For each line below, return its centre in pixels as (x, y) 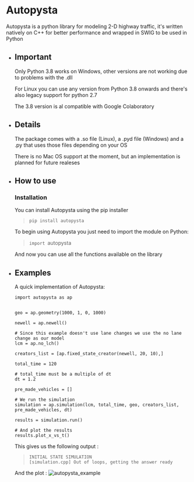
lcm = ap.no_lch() (37, 344)
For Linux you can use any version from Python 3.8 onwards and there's (101, 89)
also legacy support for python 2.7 (56, 95)
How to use (35, 181)
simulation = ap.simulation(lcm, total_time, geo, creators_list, (97, 405)
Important (33, 57)
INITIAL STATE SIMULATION (60, 457)
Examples (33, 273)
